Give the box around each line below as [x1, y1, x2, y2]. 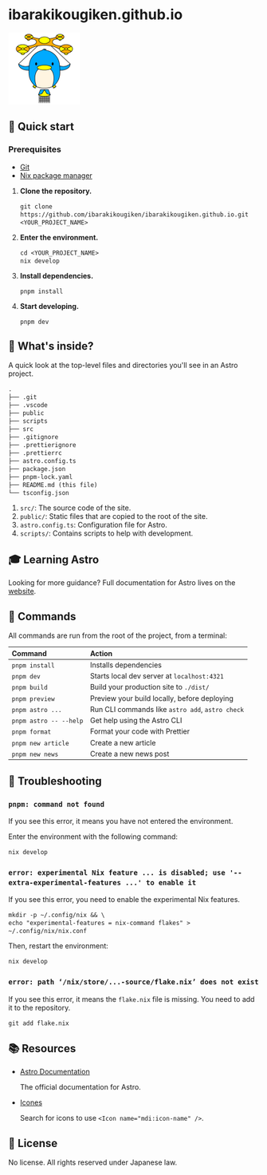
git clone [19, 202, 53, 211]
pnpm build [11, 684, 48, 692]
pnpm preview [11, 694, 55, 703]
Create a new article [90, 738, 156, 747]
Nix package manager [19, 170, 93, 180]
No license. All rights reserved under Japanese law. [8, 1157, 178, 1167]
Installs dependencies [90, 660, 162, 670]
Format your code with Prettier [90, 726, 190, 736]
